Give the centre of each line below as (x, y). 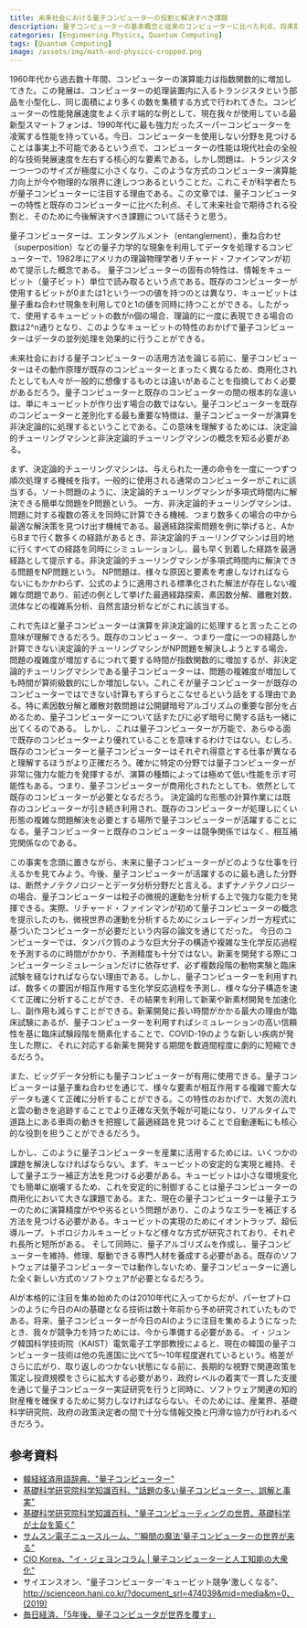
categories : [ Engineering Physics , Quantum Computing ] (116, 35)
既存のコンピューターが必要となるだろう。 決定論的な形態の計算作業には (146, 798)
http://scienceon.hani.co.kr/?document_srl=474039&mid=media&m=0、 (159, 1593)
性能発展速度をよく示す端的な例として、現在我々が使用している (169, 113)
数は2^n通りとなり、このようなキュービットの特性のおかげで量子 (132, 327)
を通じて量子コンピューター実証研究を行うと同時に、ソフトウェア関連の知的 (153, 1389)
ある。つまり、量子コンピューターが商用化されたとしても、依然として (165, 786)
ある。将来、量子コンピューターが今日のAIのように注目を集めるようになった (153, 1321)
